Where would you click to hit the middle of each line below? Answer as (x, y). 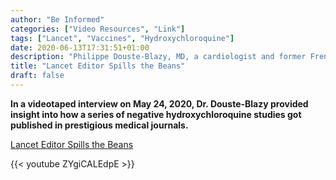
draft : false (37, 76)
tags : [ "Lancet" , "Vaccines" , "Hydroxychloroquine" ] (122, 38)
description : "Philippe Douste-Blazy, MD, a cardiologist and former (158, 57)
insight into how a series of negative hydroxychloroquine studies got (156, 114)
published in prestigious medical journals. (99, 125)
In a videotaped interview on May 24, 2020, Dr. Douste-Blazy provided (159, 103)
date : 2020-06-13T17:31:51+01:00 (80, 47)
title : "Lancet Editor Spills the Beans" (98, 66)
